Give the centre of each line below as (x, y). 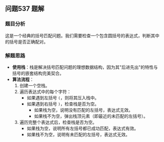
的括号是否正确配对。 (26, 42)
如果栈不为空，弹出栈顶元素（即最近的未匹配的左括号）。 (91, 116)
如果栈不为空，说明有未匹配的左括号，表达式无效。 (78, 134)
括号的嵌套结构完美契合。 (38, 73)
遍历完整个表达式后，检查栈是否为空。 (58, 122)
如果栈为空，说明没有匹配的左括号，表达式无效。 (83, 110)
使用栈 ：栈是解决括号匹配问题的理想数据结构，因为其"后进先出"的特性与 (85, 67)
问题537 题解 (25, 9)
